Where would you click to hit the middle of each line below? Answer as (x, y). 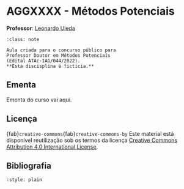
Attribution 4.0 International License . (52, 146)
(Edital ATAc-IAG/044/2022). (43, 61)
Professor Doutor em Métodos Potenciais (59, 55)
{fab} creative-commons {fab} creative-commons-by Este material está (90, 133)
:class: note (23, 39)
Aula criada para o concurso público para (61, 50)
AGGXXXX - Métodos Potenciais (91, 11)
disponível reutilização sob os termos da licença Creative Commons (92, 140)
